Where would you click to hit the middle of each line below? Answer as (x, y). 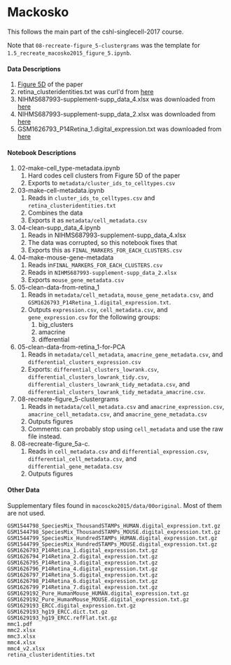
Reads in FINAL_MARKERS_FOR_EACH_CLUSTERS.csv (95, 265)
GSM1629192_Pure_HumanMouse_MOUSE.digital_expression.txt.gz (98, 599)
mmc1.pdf (20, 624)
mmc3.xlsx (22, 636)
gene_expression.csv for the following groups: (94, 317)
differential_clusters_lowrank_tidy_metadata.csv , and (109, 384)
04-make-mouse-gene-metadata (65, 257)
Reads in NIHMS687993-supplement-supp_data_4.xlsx (107, 235)
